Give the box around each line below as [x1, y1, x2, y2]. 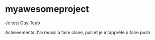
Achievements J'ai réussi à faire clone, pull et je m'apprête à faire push [5, 29, 151, 35]
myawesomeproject [5, 3, 89, 15]
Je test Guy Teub [5, 20, 41, 26]
